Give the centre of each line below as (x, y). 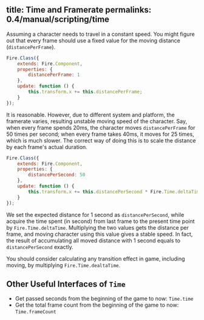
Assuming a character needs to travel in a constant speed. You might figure (101, 34)
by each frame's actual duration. (47, 147)
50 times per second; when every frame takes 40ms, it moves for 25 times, (100, 134)
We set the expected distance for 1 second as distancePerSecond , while (95, 215)
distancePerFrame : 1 (54, 75)
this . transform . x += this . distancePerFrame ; (85, 92)
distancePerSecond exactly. (40, 247)
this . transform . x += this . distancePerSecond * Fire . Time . (103, 192)
